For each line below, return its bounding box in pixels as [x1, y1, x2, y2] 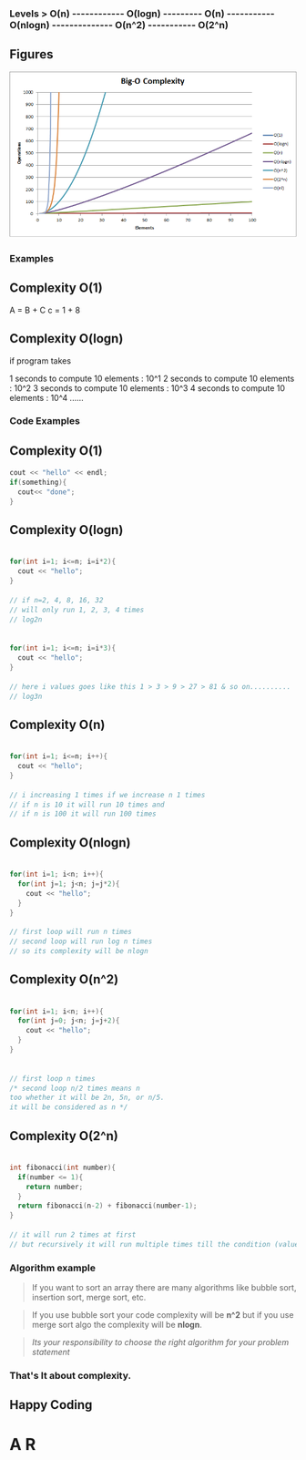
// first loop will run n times [9, 928, 132, 937]
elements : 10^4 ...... [9, 392, 84, 403]
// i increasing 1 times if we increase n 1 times [9, 790, 206, 799]
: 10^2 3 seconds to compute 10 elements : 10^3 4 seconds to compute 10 [9, 382, 285, 394]
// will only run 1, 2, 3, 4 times [9, 605, 145, 614]
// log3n [9, 692, 43, 701]
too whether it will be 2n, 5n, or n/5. [9, 1093, 166, 1103]
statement [31, 1347, 70, 1358]
